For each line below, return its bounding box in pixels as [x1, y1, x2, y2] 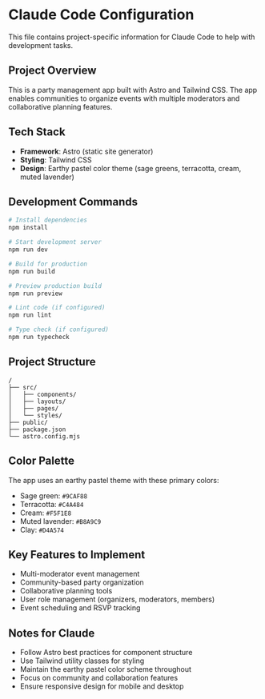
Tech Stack [8, 126, 66, 139]
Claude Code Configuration [8, 6, 195, 24]
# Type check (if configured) [8, 326, 110, 334]
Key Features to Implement [8, 548, 146, 561]
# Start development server [8, 238, 102, 246]
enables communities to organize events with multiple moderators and [8, 94, 240, 103]
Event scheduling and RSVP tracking [19, 603, 141, 613]
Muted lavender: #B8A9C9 [19, 516, 102, 525]
